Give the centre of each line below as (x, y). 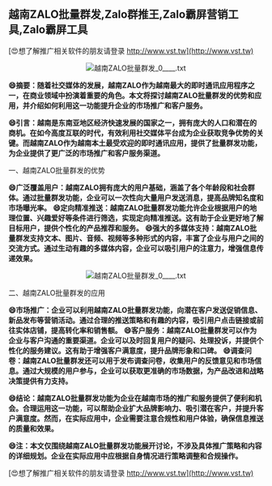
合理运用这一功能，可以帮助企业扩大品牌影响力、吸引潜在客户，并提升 (139, 408)
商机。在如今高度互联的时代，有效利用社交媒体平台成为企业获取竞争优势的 (132, 133)
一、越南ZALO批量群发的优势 (57, 170)
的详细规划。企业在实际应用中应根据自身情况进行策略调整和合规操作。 (125, 455)
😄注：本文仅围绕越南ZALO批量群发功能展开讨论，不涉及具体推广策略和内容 (135, 446)
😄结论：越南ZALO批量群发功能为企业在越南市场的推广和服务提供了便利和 (132, 398)
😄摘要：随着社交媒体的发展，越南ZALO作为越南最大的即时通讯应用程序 (128, 85)
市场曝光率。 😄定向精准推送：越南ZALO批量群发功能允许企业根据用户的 (129, 207)
